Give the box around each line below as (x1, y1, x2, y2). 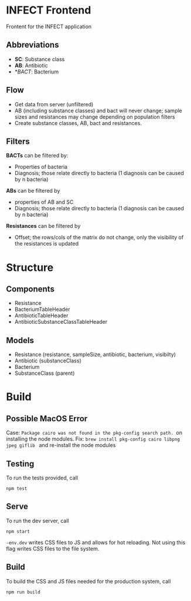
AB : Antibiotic (14, 62, 48, 69)
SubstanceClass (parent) (14, 370, 75, 377)
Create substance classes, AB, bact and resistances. (14, 119, 142, 126)
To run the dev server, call (6, 517, 69, 524)
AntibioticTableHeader (14, 312, 69, 319)
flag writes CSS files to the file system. (6, 545, 100, 552)
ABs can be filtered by (6, 187, 60, 194)
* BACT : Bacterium (14, 68, 59, 75)
